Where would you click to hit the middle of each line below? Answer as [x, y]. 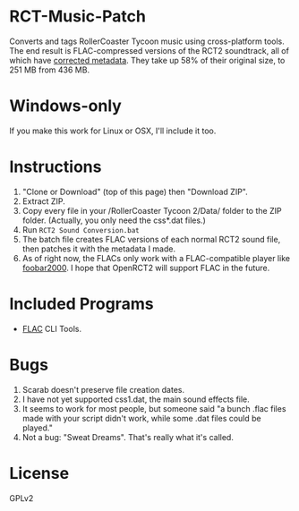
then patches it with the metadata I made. [99, 249]
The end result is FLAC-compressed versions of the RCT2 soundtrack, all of [149, 50]
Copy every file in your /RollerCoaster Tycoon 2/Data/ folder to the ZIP [152, 210]
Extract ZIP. [43, 201]
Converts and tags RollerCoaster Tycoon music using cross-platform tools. [147, 41]
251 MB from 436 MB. [50, 70]
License [39, 473]
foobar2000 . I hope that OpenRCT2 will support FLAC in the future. [146, 268]
